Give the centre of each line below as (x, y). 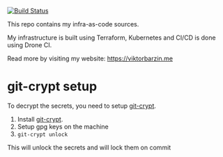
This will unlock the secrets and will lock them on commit (89, 147)
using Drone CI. (30, 45)
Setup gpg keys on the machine (63, 126)
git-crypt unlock (43, 134)
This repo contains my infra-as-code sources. (73, 24)
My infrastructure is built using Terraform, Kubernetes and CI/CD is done (111, 38)
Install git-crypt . (40, 119)
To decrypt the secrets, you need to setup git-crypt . (82, 106)
